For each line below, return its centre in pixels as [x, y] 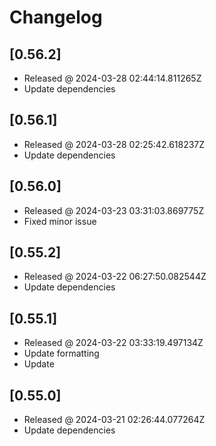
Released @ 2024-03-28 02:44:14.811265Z [112, 78]
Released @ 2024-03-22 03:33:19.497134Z [113, 343]
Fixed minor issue [60, 221]
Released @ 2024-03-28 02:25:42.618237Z [114, 144]
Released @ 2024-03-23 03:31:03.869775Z [114, 210]
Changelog [56, 17]
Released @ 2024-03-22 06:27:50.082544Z [115, 277]
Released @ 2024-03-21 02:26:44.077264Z [114, 420]
